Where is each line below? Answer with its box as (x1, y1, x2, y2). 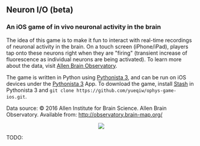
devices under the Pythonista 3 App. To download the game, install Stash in (6, 80, 194, 87)
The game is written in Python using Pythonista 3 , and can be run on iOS (6, 73, 187, 81)
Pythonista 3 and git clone (6, 87, 74, 94)
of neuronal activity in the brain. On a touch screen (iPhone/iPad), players (6, 43, 189, 50)
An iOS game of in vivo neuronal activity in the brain (6, 23, 161, 31)
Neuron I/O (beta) (6, 5, 73, 15)
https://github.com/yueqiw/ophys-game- (76, 87, 177, 94)
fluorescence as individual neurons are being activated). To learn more (6, 55, 182, 62)
